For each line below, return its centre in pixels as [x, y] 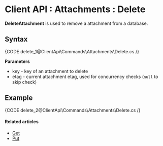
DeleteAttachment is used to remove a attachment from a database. [76, 23]
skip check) [24, 82]
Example [19, 98]
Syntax [16, 39]
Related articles [22, 122]
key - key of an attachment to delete [50, 71]
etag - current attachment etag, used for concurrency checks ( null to [85, 77]
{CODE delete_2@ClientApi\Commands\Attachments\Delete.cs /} [73, 110]
